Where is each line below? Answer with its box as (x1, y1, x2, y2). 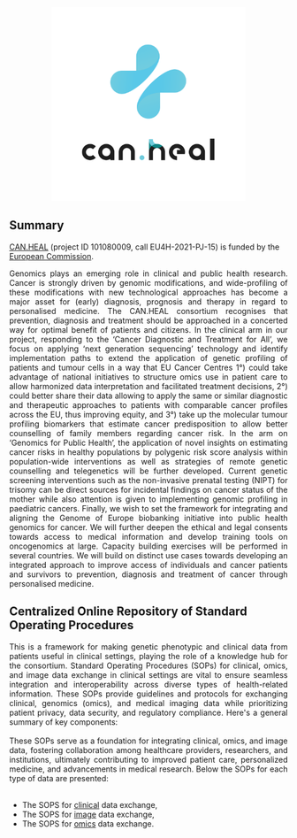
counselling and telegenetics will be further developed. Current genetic (9, 465, 288, 476)
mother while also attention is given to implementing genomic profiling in (9, 494, 288, 504)
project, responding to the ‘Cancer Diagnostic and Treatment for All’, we (9, 334, 288, 344)
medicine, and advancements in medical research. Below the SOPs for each (9, 764, 288, 774)
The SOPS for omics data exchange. (21, 818, 155, 829)
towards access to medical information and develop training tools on (9, 531, 288, 542)
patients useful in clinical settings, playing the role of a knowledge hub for (9, 650, 288, 661)
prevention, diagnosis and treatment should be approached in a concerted (9, 315, 288, 326)
